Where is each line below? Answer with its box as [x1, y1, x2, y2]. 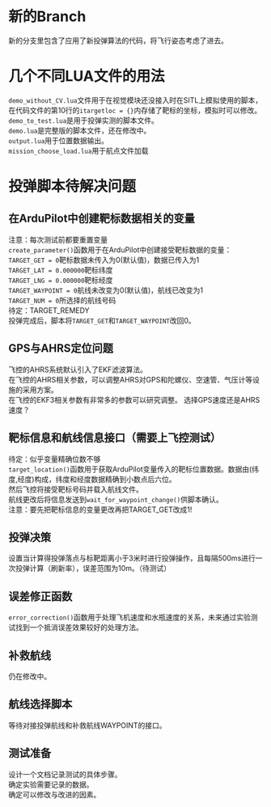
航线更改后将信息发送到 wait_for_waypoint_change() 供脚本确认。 [8, 494, 224, 504]
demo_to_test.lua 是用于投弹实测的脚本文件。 [8, 115, 159, 125]
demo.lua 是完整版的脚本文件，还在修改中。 [8, 125, 151, 135]
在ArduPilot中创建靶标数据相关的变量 [8, 212, 196, 226]
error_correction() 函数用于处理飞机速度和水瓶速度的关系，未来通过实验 [8, 612, 251, 623]
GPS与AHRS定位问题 [8, 341, 114, 356]
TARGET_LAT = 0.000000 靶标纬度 [8, 264, 113, 275]
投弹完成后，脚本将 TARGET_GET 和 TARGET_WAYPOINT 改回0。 [8, 315, 196, 325]
